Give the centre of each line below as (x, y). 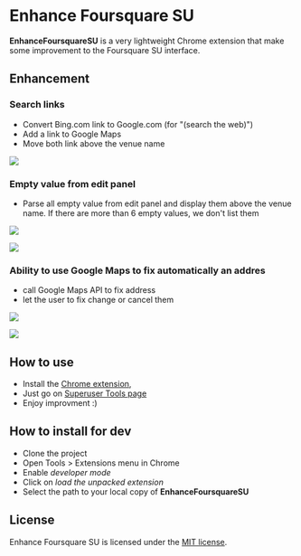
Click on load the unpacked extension (93, 482)
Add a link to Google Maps (72, 134)
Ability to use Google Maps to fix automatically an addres (137, 270)
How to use (42, 362)
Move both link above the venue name (94, 143)
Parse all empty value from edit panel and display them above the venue (157, 203)
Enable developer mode (66, 472)
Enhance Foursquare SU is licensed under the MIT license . (118, 542)
